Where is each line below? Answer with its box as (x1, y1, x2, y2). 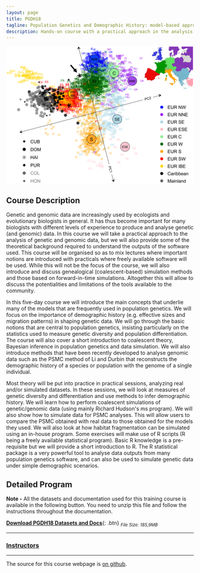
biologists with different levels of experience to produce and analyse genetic (6, 224, 194, 231)
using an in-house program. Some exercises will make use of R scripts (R (6, 431, 186, 438)
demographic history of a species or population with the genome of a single (6, 362, 192, 369)
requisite (6, 443, 28, 450)
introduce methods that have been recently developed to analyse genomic (6, 349, 189, 357)
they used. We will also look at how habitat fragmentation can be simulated (6, 424, 190, 431)
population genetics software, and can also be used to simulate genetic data (6, 456, 193, 463)
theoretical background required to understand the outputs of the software (6, 243, 189, 250)
